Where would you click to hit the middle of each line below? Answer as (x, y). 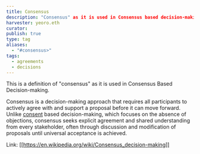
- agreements (28, 61)
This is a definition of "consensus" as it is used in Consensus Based (89, 84)
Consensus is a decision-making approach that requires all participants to (97, 102)
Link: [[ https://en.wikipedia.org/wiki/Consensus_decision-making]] (88, 145)
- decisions (26, 67)
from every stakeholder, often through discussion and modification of (91, 127)
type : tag (18, 39)
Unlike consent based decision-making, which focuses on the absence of (96, 114)
